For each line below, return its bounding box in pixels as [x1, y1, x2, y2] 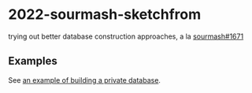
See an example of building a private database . [8, 75, 161, 84]
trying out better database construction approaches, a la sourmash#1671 [8, 32, 244, 41]
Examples [8, 54, 57, 68]
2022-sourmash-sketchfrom [8, 6, 202, 24]
